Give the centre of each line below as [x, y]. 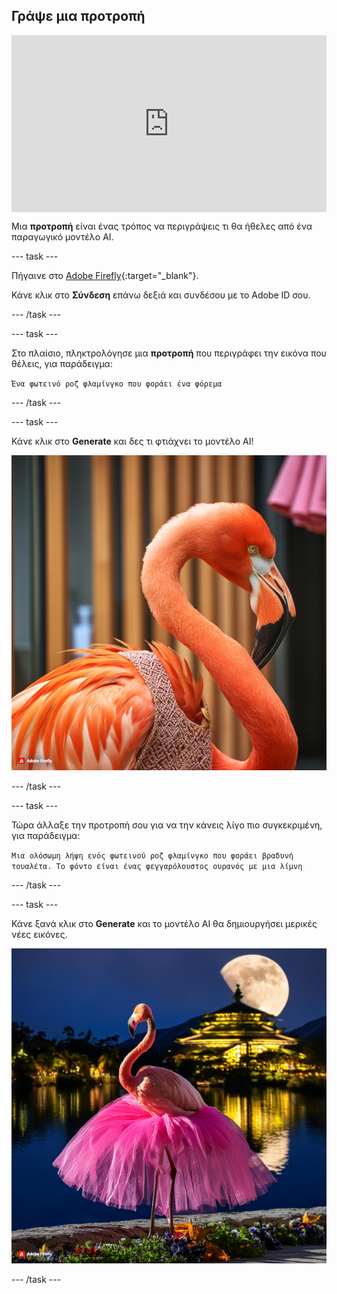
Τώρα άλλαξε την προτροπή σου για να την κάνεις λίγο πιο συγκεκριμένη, [167, 825]
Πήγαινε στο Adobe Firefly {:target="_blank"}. [105, 276]
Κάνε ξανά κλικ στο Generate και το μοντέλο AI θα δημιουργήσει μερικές [164, 924]
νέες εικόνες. [39, 935]
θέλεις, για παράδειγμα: [62, 364]
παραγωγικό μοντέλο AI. [62, 237]
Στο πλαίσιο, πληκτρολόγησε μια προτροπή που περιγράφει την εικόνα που [169, 353]
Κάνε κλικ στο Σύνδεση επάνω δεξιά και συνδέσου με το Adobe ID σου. [161, 295]
